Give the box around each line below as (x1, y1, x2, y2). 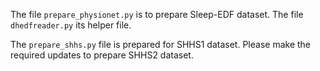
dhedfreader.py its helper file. (10, 19, 132, 31)
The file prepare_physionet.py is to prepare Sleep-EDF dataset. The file (10, 9, 304, 20)
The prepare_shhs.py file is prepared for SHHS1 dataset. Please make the (10, 39, 312, 50)
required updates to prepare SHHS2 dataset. (10, 49, 194, 61)
